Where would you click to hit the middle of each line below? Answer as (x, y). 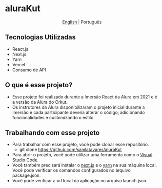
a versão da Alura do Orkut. (40, 102)
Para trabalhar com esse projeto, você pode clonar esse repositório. (81, 145)
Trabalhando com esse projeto (52, 133)
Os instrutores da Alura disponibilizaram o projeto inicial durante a (78, 107)
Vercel (19, 64)
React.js (20, 49)
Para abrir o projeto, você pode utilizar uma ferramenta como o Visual (82, 155)
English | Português (82, 22)
